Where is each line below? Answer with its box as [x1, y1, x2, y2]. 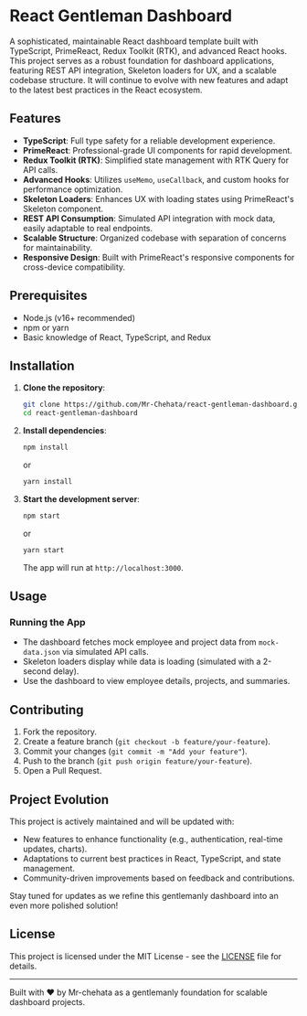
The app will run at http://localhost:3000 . [22, 561, 185, 572]
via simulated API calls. [62, 647, 149, 658]
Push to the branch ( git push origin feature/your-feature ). [22, 755, 253, 766]
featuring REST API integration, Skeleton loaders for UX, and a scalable [9, 65, 277, 76]
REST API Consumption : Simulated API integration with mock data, [22, 212, 276, 224]
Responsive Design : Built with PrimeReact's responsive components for [22, 251, 295, 262]
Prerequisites [9, 288, 88, 304]
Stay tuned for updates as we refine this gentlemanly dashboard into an [9, 890, 279, 901]
